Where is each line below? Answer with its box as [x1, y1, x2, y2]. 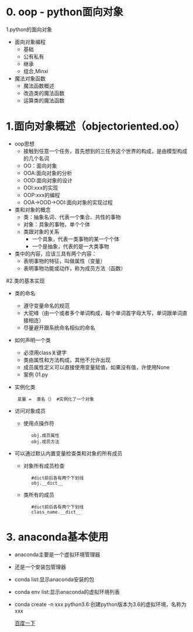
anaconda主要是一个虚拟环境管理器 [14, 551, 101, 558]
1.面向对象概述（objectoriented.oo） [6, 120, 185, 133]
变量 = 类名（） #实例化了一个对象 [17, 396, 95, 402]
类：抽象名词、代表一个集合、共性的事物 [23, 213, 121, 220]
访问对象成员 [14, 407, 46, 414]
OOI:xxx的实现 [23, 184, 58, 191]
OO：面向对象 [23, 162, 57, 169]
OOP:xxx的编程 [23, 191, 60, 198]
